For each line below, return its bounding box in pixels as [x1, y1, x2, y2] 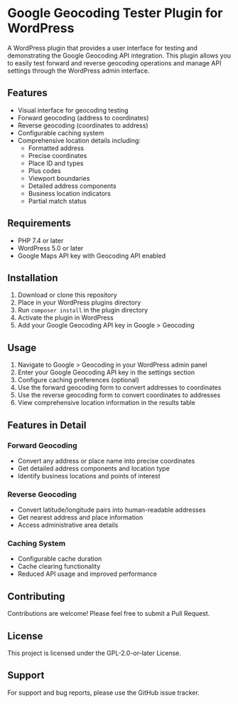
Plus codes [28, 166, 62, 175]
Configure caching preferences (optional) [17, 376, 140, 384]
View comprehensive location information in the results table [17, 399, 195, 407]
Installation [7, 272, 58, 284]
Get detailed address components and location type [17, 464, 171, 473]
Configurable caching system [17, 128, 104, 137]
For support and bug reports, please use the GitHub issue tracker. [7, 688, 200, 697]
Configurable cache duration [17, 555, 102, 563]
